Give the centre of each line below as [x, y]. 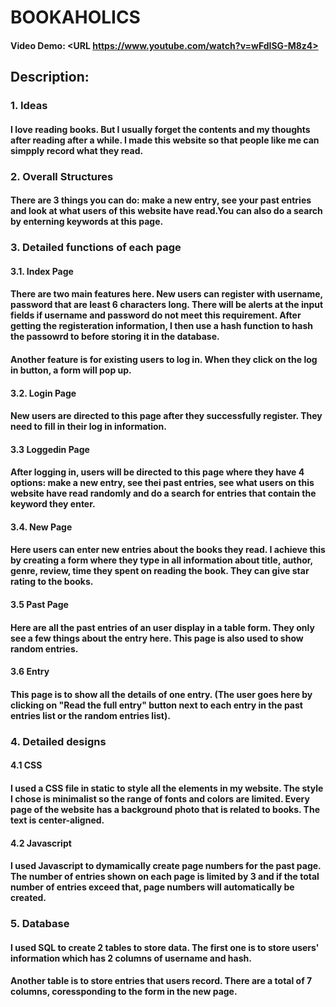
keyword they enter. [53, 504]
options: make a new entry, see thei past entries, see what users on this [162, 483]
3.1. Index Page [42, 271]
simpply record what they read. [77, 150]
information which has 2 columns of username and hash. [131, 958]
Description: [50, 77]
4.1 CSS [26, 765]
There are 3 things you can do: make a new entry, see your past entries [161, 200]
